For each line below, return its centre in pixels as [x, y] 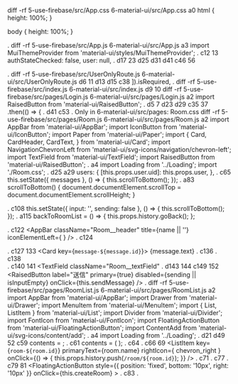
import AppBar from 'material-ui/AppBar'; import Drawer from [98, 298]
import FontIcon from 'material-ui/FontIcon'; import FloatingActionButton [114, 320]
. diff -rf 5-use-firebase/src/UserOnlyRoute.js [74, 74]
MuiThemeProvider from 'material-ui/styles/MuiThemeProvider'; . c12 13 [113, 53]
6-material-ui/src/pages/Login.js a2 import [152, 97]
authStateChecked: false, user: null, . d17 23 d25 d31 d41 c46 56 [101, 60]
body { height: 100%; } [40, 32]
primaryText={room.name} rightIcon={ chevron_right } [142, 350]
